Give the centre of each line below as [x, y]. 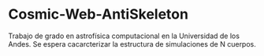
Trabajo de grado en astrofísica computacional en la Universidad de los [124, 36]
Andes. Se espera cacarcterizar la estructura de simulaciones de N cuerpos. [132, 44]
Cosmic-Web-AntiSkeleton [99, 14]
